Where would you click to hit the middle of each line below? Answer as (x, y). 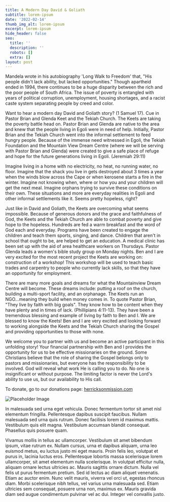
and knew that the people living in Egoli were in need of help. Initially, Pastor (85, 130)
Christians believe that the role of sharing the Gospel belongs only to (77, 358)
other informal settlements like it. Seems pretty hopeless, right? (72, 199)
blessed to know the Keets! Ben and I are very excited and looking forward (83, 321)
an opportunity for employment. (39, 273)
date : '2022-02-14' (26, 19)
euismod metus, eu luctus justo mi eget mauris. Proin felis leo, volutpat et (82, 451)
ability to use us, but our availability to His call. (54, 380)
